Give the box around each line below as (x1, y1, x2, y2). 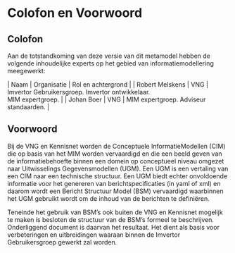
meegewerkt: (7, 67, 46, 75)
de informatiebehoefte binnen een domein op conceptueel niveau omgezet (7, 156, 224, 165)
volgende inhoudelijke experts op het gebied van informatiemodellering (7, 59, 215, 68)
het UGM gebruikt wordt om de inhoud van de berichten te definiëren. (7, 194, 210, 202)
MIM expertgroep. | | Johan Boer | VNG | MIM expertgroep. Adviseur (7, 95, 206, 104)
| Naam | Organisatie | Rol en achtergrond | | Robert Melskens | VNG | (7, 80, 209, 89)
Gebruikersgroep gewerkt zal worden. (7, 237, 118, 246)
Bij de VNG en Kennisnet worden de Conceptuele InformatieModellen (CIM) (7, 142, 226, 150)
